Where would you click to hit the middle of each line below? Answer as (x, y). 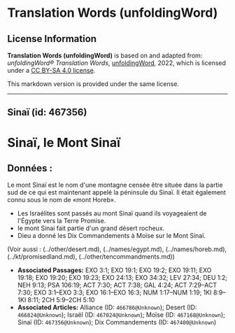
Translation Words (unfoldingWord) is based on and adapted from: (105, 55)
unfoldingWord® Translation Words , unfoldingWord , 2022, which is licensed (116, 63)
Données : (30, 168)
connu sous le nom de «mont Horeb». (62, 200)
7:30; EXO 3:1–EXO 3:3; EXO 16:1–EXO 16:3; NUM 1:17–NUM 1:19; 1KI (114, 292)
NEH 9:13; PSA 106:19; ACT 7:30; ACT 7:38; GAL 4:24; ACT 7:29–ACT (117, 285)
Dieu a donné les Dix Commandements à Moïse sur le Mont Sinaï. (112, 236)
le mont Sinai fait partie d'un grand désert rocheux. (91, 228)
